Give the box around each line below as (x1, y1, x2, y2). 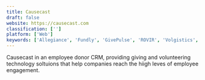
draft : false (6, 15, 40, 21)
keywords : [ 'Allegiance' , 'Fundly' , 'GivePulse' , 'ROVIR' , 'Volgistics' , (6, 37, 199, 43)
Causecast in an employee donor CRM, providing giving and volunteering (6, 54, 191, 61)
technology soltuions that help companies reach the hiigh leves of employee (6, 60, 199, 67)
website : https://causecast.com (6, 20, 89, 26)
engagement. (6, 67, 40, 73)
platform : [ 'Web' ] (6, 32, 53, 38)
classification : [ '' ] (6, 25, 62, 32)
